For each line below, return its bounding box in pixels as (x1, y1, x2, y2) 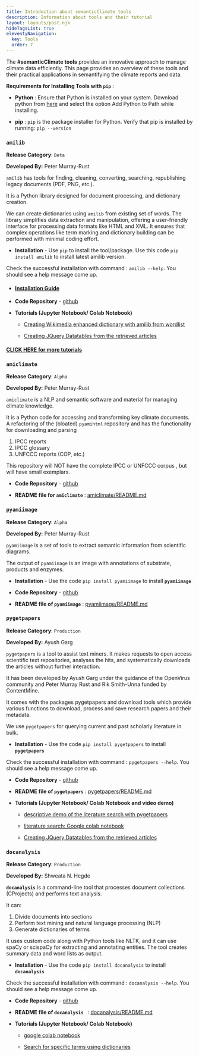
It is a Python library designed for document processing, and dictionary (6, 192, 181, 199)
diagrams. (6, 548, 31, 555)
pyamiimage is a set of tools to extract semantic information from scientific (6, 541, 186, 549)
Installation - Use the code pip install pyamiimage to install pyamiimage (14, 577, 191, 584)
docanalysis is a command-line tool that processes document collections (6, 884, 185, 891)
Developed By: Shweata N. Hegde (6, 872, 91, 879)
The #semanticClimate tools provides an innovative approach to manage (6, 58, 186, 65)
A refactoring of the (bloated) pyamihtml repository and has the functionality (6, 420, 192, 427)
